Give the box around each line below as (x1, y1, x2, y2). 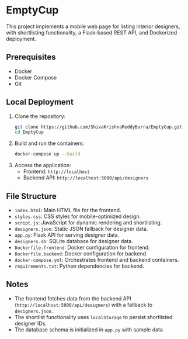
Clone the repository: (14, 112, 66, 120)
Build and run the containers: (14, 140, 85, 147)
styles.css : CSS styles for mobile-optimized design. (14, 213, 141, 220)
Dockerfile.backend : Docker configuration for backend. (14, 250, 148, 257)
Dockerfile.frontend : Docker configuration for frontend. (14, 244, 150, 251)
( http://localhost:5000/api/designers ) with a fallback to (14, 301, 153, 308)
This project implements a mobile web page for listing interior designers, (6, 23, 180, 30)
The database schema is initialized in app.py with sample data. (14, 326, 165, 333)
